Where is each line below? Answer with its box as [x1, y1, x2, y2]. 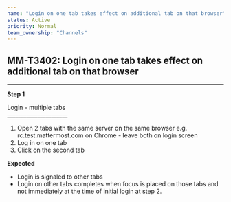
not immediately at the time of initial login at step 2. [16, 187, 162, 196]
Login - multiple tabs [7, 104, 66, 112]
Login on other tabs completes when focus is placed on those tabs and [16, 180, 219, 188]
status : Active [7, 16, 51, 23]
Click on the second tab [16, 146, 85, 155]
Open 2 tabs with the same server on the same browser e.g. [16, 124, 188, 133]
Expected [7, 159, 36, 168]
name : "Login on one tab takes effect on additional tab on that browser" [7, 10, 226, 17]
